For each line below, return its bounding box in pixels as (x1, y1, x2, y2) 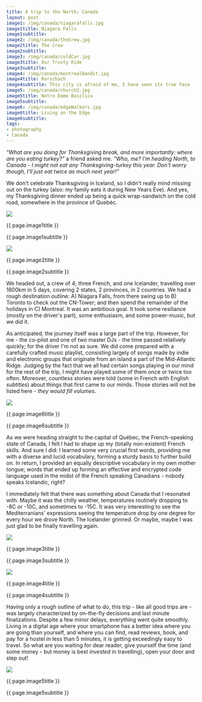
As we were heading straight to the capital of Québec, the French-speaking (6, 433, 194, 440)
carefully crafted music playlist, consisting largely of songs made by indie (6, 349, 189, 356)
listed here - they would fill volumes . (6, 387, 96, 395)
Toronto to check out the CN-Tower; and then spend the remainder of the (6, 299, 189, 306)
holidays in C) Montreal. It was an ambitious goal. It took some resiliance (6, 305, 186, 312)
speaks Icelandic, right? (6, 478, 65, 486)
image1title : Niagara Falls (6, 25, 77, 32)
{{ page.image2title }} (6, 256, 60, 263)
